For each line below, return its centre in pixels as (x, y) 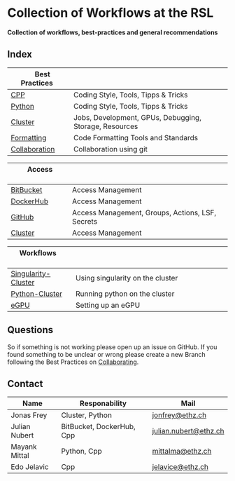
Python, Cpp (82, 452)
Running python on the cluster (125, 294)
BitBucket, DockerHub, (99, 427)
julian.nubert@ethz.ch (188, 431)
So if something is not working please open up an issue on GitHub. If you (112, 347)
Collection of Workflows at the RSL (111, 13)
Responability (103, 403)
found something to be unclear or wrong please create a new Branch (107, 354)
